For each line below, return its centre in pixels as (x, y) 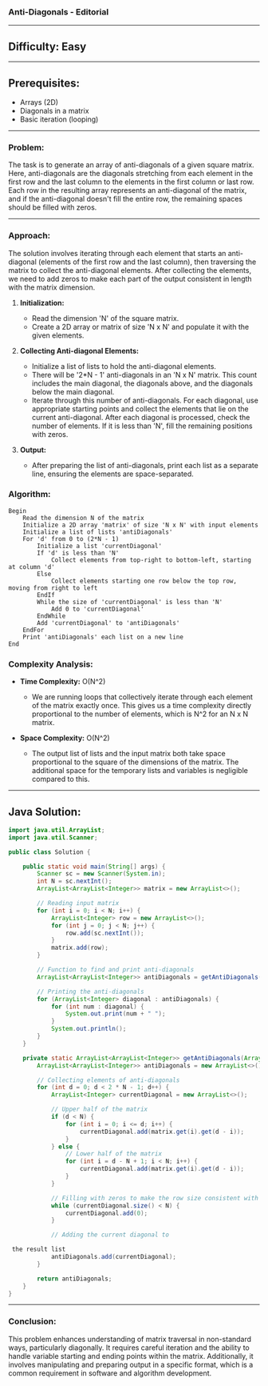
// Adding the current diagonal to (110, 1235)
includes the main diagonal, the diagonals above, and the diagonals (142, 383)
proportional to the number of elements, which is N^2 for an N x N (140, 714)
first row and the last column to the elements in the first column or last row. (131, 182)
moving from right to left (53, 588)
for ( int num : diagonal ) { (98, 1007)
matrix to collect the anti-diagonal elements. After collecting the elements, (130, 270)
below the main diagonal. (73, 391)
